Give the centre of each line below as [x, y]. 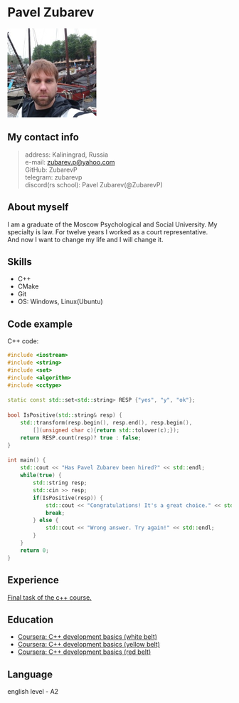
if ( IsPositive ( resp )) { [68, 498]
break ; [55, 513]
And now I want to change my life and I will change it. [85, 239]
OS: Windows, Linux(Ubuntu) [60, 302]
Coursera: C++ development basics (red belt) [84, 652]
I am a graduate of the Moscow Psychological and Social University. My [112, 224]
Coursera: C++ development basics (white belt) [87, 637]
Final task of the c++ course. [50, 597]
